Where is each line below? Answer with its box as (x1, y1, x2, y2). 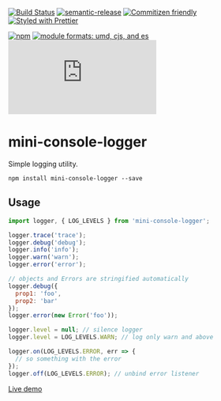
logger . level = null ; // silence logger (8, 326, 144, 334)
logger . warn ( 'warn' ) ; (8, 253, 80, 261)
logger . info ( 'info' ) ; (8, 246, 80, 254)
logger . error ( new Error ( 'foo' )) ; (8, 312, 118, 320)
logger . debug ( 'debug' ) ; (8, 238, 87, 247)
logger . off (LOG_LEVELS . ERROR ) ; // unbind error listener (8, 369, 200, 377)
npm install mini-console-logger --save (8, 174, 144, 182)
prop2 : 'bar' (15, 297, 58, 305)
